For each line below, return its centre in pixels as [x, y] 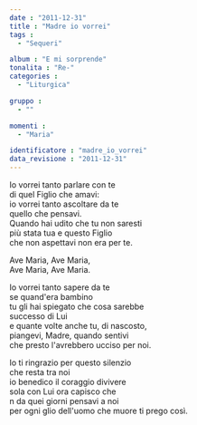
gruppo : [26, 101]
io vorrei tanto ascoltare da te [64, 204]
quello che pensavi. [46, 213]
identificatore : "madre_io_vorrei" [78, 150]
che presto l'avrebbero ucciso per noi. [80, 345]
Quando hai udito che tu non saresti [76, 223]
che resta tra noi [40, 372]
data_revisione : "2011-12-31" [68, 159]
